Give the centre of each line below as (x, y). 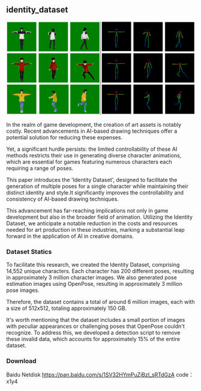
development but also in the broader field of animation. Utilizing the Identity (100, 217)
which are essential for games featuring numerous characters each (89, 162)
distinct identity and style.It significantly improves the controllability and (95, 192)
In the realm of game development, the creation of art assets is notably (94, 124)
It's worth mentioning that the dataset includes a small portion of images (96, 320)
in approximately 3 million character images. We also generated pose (91, 277)
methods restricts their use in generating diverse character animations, (94, 155)
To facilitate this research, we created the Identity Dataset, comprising (93, 265)
